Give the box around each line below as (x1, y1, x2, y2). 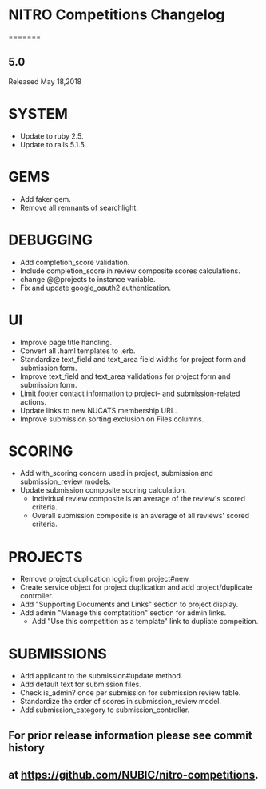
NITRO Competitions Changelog (8, 6, 225, 24)
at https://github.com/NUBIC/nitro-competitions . (8, 768, 259, 782)
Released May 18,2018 (8, 76, 82, 86)
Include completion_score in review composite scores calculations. (19, 266, 241, 276)
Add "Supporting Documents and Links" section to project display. (19, 599, 239, 610)
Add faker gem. (19, 194, 72, 203)
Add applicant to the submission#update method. (19, 671, 183, 681)
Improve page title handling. (19, 337, 113, 347)
